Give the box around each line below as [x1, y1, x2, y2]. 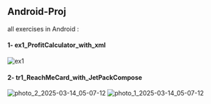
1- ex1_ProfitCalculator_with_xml [7, 41, 107, 49]
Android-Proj [7, 6, 66, 18]
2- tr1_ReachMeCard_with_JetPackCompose [7, 73, 143, 81]
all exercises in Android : [7, 24, 80, 33]
